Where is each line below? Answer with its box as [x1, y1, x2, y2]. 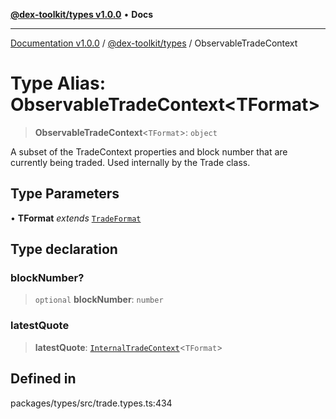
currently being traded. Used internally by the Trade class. [10, 156, 251, 168]
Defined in [10, 370, 77, 388]
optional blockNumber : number [34, 294, 164, 306]
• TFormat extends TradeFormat [10, 212, 142, 224]
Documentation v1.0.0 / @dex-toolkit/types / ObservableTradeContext [10, 37, 298, 49]
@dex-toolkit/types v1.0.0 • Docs [10, 9, 154, 20]
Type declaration [10, 241, 118, 258]
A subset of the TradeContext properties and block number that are [10, 145, 288, 158]
